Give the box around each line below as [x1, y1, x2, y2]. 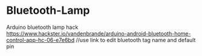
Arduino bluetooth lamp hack [6, 23, 79, 31]
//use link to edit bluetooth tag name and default [75, 36, 196, 43]
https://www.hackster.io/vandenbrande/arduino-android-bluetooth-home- [6, 30, 191, 37]
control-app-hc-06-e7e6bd [6, 36, 74, 43]
